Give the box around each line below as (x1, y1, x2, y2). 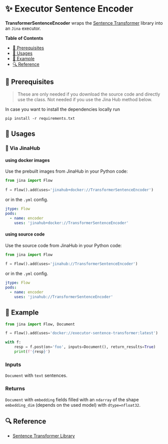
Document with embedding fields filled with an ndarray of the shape (5, 396, 139, 403)
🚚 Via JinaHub (5, 144, 41, 152)
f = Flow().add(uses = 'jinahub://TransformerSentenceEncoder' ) (5, 261, 138, 267)
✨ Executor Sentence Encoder (5, 3, 134, 15)
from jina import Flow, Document (5, 322, 75, 327)
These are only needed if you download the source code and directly (17, 91, 160, 97)
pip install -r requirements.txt (5, 116, 75, 121)
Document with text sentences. (5, 373, 68, 379)
